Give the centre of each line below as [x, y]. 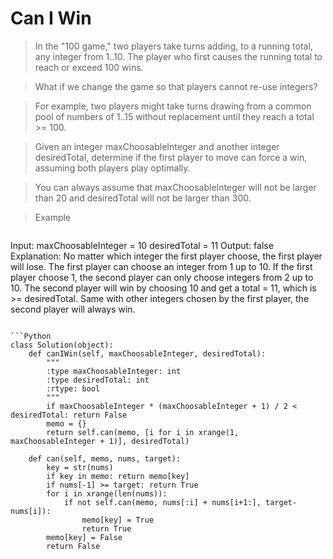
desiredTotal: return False [69, 415]
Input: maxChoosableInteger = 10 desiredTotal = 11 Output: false [142, 245]
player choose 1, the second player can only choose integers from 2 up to [162, 277]
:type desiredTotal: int [98, 380]
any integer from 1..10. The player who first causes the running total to [178, 56]
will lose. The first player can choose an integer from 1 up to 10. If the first [161, 266]
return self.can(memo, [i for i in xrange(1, [143, 432]
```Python [31, 336]
